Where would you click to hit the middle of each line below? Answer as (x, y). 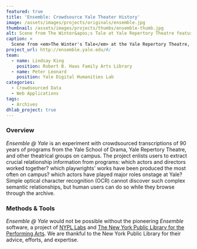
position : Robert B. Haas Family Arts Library (74, 66)
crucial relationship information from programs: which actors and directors (96, 161)
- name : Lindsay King (38, 60)
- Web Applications (35, 93)
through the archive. (30, 193)
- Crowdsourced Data (36, 88)
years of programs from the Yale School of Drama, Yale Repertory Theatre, (96, 149)
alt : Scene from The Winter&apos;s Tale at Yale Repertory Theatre (90, 33)
